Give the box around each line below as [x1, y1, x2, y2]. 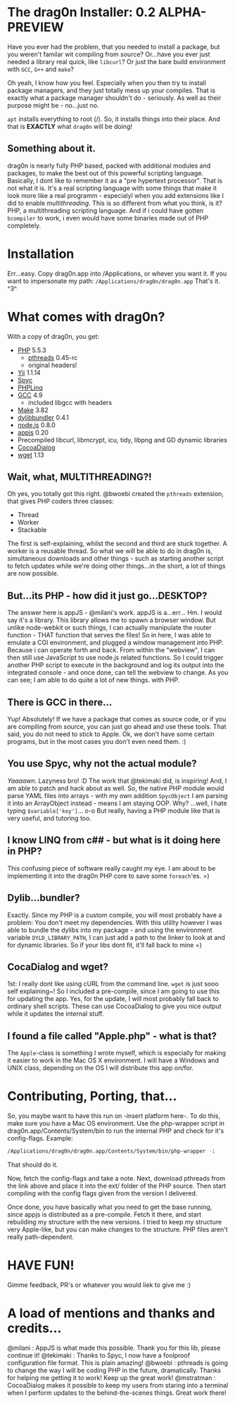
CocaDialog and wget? [7, 961, 109, 973]
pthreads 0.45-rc [27, 353, 78, 361]
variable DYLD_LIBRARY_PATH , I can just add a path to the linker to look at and [7, 933, 225, 941]
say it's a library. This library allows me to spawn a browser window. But [7, 616, 216, 624]
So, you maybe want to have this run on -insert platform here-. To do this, [7, 1112, 221, 1120]
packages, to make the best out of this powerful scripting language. [7, 168, 204, 177]
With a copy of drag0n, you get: [7, 332, 100, 340]
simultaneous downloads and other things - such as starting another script [7, 554, 224, 563]
